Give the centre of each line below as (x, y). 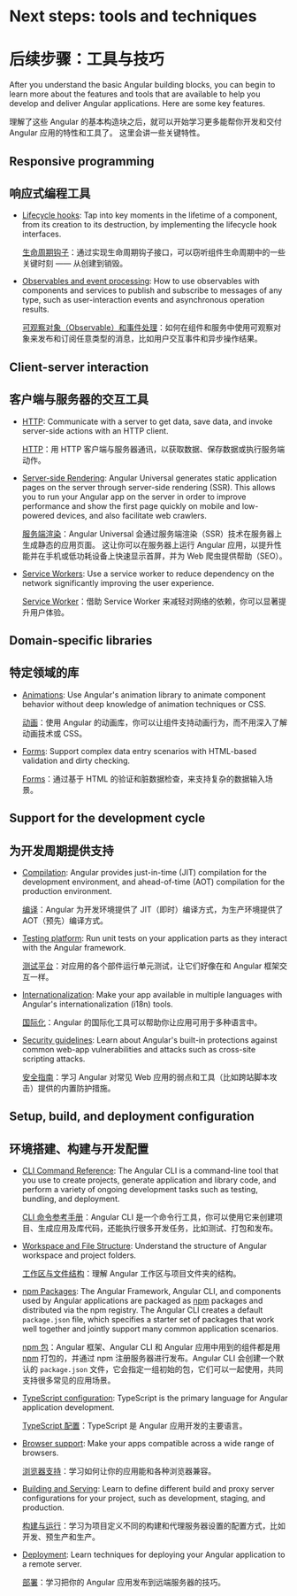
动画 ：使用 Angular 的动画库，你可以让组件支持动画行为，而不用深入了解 (154, 722)
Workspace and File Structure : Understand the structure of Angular (145, 1246)
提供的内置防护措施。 (76, 1088)
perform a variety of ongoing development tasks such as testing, (140, 1190)
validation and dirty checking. (76, 760)
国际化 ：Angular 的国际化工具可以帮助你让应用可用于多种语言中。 (142, 1022)
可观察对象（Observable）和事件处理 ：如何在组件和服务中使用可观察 (148, 328)
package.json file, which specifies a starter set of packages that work (148, 1320)
